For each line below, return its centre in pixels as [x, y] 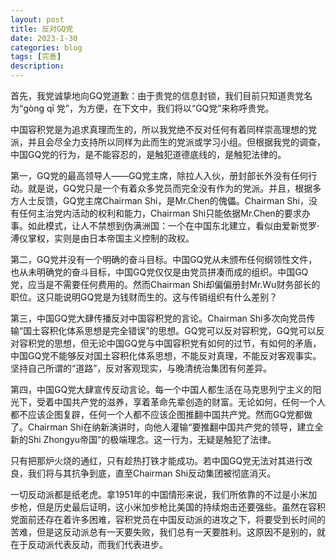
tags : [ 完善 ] [36, 57]
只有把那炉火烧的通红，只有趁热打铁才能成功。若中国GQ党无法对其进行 [157, 460]
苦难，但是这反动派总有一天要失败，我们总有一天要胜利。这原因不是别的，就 [168, 532]
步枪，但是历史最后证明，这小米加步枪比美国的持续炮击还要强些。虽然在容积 [168, 507]
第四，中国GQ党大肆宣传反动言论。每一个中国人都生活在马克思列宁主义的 [161, 389]
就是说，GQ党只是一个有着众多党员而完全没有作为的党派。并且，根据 [170, 188]
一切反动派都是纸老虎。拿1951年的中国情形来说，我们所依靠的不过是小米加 [164, 494]
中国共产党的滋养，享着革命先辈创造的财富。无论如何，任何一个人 [189, 402]
